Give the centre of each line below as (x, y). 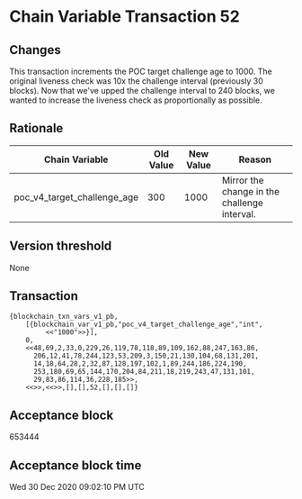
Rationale (36, 128)
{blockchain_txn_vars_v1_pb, (64, 317)
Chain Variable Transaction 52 (124, 17)
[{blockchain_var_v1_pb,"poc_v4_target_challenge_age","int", (144, 325)
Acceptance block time (75, 465)
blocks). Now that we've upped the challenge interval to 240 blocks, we (142, 91)
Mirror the (243, 180)
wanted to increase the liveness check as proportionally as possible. (136, 100)
